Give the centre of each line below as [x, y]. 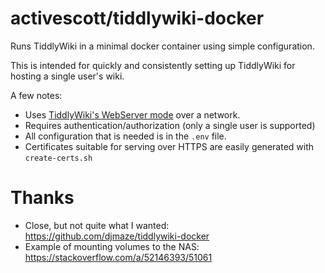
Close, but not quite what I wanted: [97, 225]
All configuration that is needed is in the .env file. [125, 136]
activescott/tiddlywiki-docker [137, 18]
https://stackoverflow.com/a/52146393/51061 [118, 257]
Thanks [42, 198]
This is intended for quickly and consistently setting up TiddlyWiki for [153, 65]
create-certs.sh [58, 158]
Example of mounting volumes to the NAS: [112, 246]
